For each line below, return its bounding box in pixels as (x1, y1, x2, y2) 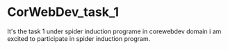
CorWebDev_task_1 (7, 4, 120, 20)
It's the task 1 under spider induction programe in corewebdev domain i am (7, 27, 222, 35)
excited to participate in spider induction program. (7, 34, 151, 42)
